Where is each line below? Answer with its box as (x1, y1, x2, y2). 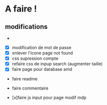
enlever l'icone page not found (12, 50, 73, 56)
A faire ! (5, 3, 37, 14)
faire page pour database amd (12, 66, 72, 72)
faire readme (12, 76, 38, 82)
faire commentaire (12, 85, 49, 91)
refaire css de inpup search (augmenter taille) (12, 61, 103, 67)
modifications (5, 23, 48, 31)
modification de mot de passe (12, 45, 71, 50)
